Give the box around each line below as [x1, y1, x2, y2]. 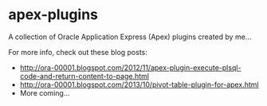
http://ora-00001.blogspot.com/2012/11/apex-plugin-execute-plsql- [19, 62, 241, 73]
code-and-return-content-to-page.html [19, 71, 150, 80]
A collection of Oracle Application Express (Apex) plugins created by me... [8, 32, 252, 41]
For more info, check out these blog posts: [8, 47, 147, 57]
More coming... [19, 88, 70, 97]
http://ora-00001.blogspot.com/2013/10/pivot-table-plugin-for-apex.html [19, 80, 259, 89]
